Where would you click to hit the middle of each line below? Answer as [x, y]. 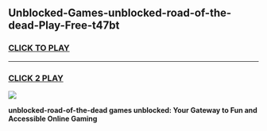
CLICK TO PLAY [39, 48]
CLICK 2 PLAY [36, 78]
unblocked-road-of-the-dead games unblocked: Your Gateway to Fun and [133, 110]
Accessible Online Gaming [53, 118]
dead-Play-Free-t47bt [64, 26]
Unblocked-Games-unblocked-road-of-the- [120, 13]
